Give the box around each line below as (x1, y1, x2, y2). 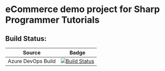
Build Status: (5, 34, 47, 43)
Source (22, 49, 41, 56)
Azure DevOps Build (8, 58, 56, 64)
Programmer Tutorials (5, 14, 100, 26)
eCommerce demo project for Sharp (5, 4, 160, 15)
